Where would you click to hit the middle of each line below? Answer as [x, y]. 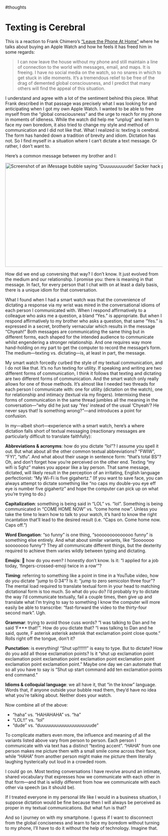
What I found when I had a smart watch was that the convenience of [75, 299]
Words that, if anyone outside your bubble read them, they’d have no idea [81, 690]
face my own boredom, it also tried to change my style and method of [77, 124]
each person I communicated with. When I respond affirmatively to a [76, 310]
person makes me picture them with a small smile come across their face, [81, 751]
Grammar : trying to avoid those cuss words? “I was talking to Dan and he [80, 622]
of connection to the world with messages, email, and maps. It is [84, 67]
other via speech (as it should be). [40, 787]
